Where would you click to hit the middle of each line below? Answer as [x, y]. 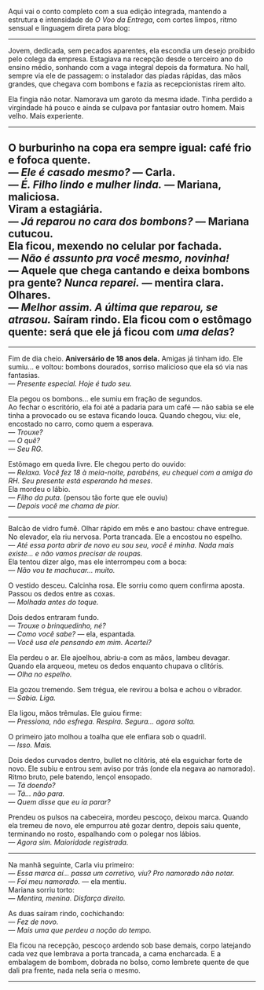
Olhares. [29, 295]
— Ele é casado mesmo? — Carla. [92, 172]
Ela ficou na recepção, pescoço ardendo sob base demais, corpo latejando [130, 945]
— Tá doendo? [32, 785]
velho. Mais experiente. [46, 116]
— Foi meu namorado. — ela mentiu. [68, 881]
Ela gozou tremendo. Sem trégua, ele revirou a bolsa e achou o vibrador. [125, 689]
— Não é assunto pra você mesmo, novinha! [119, 258]
